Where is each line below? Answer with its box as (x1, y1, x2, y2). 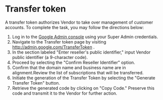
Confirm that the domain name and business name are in (12, 64, 126, 71)
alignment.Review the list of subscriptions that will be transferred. (12, 70, 144, 75)
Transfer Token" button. (12, 80, 60, 86)
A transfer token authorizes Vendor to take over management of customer (5, 19, 153, 25)
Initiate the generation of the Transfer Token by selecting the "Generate (12, 75, 156, 81)
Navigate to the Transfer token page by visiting (12, 39, 106, 44)
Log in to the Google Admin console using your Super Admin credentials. (12, 34, 158, 40)
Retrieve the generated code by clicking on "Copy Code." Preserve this (12, 85, 155, 91)
